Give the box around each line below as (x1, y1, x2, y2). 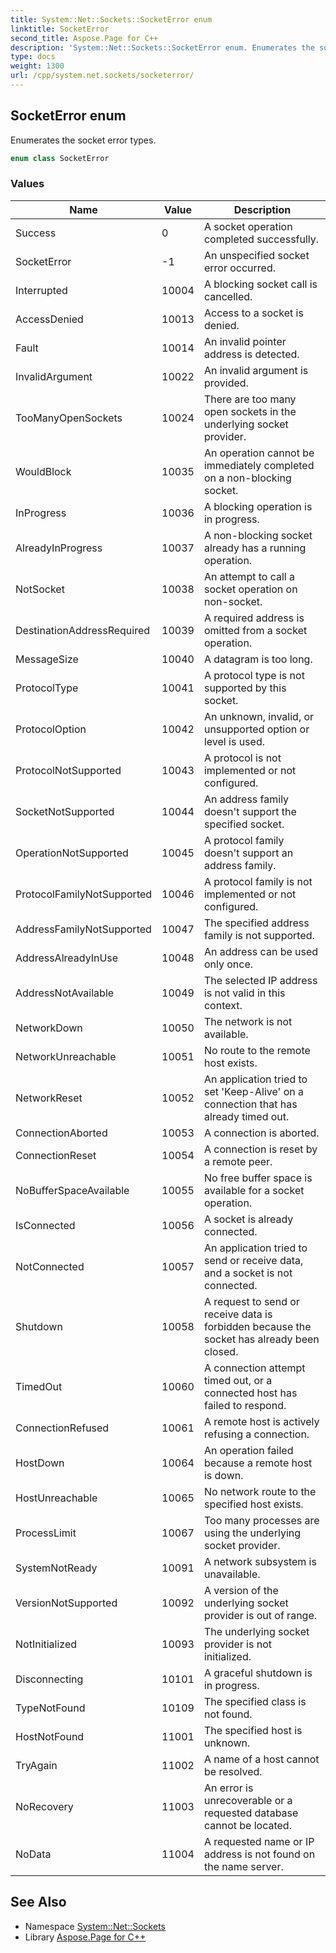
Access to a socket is (203, 306, 304, 320)
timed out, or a (203, 1373, 273, 1387)
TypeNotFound (15, 1701, 86, 1715)
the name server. (203, 1859, 284, 1873)
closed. (203, 1344, 239, 1358)
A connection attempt (203, 1361, 306, 1375)
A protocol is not (203, 751, 282, 765)
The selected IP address (203, 973, 318, 987)
